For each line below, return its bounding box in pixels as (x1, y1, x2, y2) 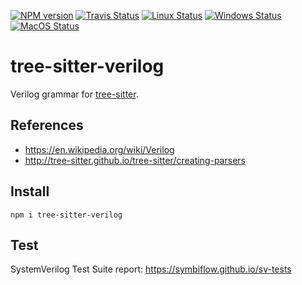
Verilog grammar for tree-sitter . (10, 88, 139, 100)
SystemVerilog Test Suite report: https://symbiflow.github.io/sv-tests (10, 263, 292, 275)
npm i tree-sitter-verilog (10, 210, 123, 220)
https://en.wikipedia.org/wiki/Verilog (24, 143, 175, 155)
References (10, 117, 84, 134)
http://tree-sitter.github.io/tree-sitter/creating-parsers (24, 154, 246, 166)
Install (10, 183, 50, 200)
